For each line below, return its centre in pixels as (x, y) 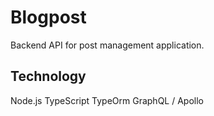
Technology (48, 76)
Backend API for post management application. (107, 45)
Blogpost (48, 17)
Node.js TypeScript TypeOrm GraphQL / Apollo (107, 100)
